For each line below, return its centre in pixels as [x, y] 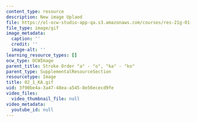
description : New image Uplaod [44, 17]
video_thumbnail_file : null [46, 99]
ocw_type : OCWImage [30, 60]
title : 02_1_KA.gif [30, 83]
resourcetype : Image [31, 77]
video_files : [22, 93]
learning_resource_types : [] [42, 55]
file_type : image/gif [33, 28]
